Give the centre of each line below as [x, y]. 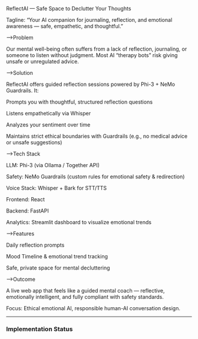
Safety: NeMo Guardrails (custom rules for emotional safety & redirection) [95, 177]
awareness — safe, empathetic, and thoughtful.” [65, 26]
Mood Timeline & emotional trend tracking [57, 256]
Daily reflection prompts [35, 245]
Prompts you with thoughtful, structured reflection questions [80, 102]
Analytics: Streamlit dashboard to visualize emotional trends [79, 222]
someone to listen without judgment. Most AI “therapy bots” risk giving [92, 55]
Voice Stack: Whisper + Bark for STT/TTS [57, 188]
